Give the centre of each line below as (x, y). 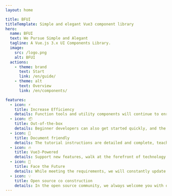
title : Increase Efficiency (44, 110)
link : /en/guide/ (37, 77)
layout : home (19, 10)
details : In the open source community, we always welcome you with (89, 186)
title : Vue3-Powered (36, 152)
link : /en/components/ (43, 91)
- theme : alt (28, 81)
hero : (11, 29)
